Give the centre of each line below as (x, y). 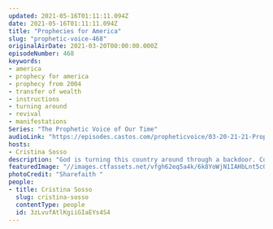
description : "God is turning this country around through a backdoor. (132, 159)
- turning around (38, 106)
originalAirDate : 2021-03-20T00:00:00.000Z (83, 46)
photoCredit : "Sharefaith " (56, 175)
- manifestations (38, 122)
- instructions (34, 99)
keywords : (25, 62)
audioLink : (27, 136)
